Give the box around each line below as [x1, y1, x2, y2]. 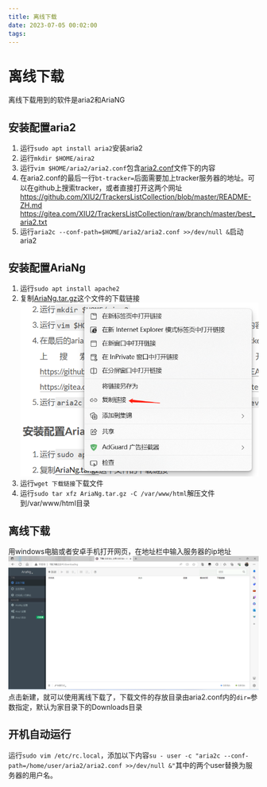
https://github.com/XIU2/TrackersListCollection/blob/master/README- [19, 192, 252, 202]
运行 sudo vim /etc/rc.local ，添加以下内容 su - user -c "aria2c [8, 750, 221, 760]
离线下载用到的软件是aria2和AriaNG [8, 95, 126, 105]
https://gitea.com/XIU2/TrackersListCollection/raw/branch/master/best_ [19, 209, 256, 219]
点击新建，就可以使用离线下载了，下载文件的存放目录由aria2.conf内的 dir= [8, 692, 251, 702]
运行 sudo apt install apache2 [19, 283, 120, 293]
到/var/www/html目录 [19, 498, 91, 508]
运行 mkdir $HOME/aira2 [19, 154, 95, 163]
